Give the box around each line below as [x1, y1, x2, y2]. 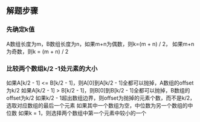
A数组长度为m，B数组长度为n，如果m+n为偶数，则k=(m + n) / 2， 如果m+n [6, 40, 195, 47]
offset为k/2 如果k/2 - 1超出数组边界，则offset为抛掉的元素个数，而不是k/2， [6, 94, 195, 101]
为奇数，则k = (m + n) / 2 [6, 48, 69, 55]
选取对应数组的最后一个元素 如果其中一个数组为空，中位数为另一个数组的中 [6, 101, 193, 109]
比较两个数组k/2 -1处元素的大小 [6, 64, 98, 72]
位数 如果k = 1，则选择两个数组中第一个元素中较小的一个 [6, 109, 147, 117]
